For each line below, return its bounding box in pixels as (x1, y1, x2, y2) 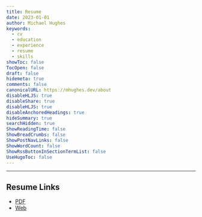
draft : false (6, 70, 39, 76)
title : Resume (6, 8, 42, 15)
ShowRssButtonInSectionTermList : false (6, 148, 106, 154)
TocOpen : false (6, 64, 44, 71)
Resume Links (6, 182, 60, 192)
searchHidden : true (6, 121, 55, 127)
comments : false (6, 82, 47, 88)
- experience (11, 43, 44, 49)
